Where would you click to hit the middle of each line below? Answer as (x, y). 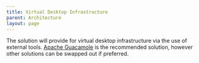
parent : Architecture (34, 18)
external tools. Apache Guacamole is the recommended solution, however (99, 47)
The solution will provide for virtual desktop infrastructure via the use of (97, 41)
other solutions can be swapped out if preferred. (68, 54)
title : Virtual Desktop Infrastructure (57, 12)
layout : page (23, 23)
